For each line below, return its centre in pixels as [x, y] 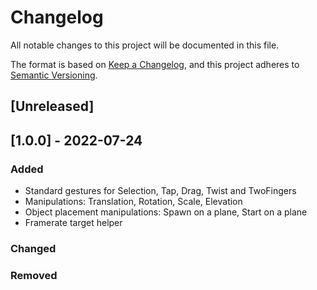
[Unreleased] [52, 106]
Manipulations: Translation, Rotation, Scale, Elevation [133, 202]
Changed [33, 248]
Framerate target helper [73, 223]
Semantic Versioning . [54, 75]
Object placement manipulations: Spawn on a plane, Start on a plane [166, 212]
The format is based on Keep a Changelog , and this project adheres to [155, 64]
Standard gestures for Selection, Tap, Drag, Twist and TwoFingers [160, 191]
